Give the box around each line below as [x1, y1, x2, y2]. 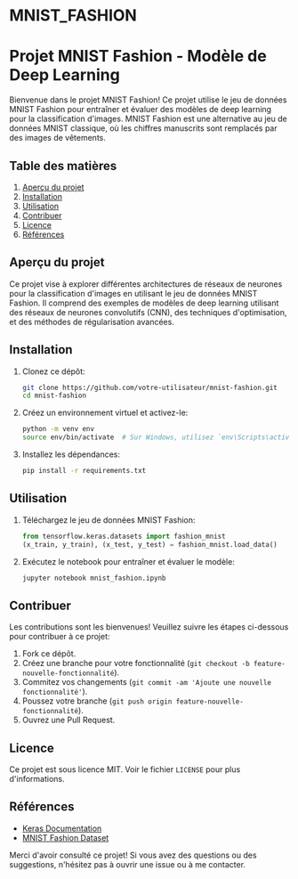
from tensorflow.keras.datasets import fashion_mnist [21, 532, 226, 541]
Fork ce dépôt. [21, 648, 77, 659]
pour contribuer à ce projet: [9, 631, 110, 642]
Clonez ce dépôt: [21, 366, 86, 377]
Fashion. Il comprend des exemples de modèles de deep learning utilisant [9, 297, 279, 308]
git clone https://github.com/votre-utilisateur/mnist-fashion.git [21, 383, 278, 392]
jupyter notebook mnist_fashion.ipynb [21, 574, 166, 582]
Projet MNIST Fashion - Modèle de [9, 46, 267, 67]
